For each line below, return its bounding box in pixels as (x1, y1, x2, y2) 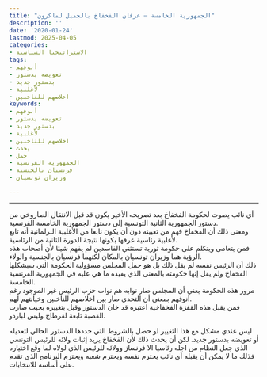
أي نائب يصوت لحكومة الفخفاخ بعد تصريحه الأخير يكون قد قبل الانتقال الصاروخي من (9, 209, 254, 219)
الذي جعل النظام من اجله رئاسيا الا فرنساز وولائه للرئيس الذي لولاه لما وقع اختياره (9, 342, 248, 352)
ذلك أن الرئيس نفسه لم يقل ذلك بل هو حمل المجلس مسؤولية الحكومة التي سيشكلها (9, 260, 257, 269)
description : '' (9, 19, 63, 27)
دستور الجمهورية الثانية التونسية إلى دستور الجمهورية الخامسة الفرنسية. (9, 218, 219, 227)
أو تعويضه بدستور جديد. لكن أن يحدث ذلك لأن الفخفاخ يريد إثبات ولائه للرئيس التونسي (9, 334, 259, 344)
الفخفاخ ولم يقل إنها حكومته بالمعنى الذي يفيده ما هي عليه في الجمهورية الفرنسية (9, 268, 248, 278)
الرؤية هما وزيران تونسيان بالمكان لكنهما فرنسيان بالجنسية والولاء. (9, 251, 202, 261)
